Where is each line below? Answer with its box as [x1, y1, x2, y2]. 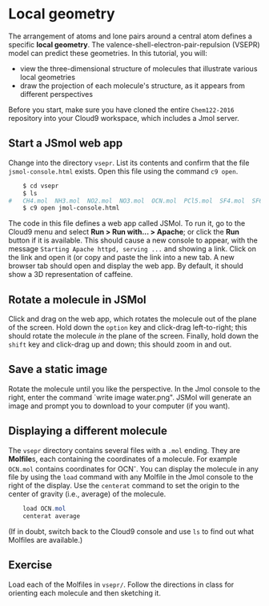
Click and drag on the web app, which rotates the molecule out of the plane [8, 314, 257, 324]
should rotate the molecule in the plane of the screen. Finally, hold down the [8, 331, 259, 341]
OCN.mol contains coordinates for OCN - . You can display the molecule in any [8, 462, 259, 473]
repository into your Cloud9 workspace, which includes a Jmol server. [8, 113, 240, 122]
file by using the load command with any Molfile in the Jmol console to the [8, 472, 254, 482]
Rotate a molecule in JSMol [8, 293, 147, 307]
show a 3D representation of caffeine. [8, 270, 134, 279]
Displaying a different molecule [8, 424, 168, 438]
